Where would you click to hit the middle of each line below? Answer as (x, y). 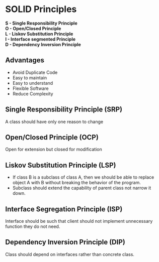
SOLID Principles (41, 9)
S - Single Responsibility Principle (42, 23)
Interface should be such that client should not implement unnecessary (79, 221)
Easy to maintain (30, 78)
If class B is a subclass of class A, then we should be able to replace (83, 177)
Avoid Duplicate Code (35, 72)
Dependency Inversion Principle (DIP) (65, 242)
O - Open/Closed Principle (33, 28)
